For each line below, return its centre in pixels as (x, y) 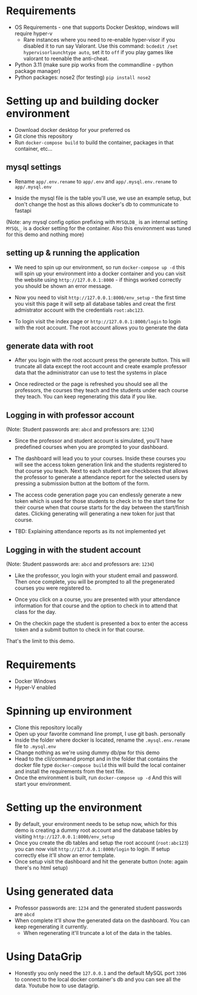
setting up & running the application (73, 253)
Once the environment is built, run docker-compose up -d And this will (98, 777)
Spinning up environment (69, 711)
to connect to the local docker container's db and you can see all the (97, 979)
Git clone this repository (44, 136)
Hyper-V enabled (35, 687)
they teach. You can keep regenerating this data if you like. (86, 396)
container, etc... (33, 148)
